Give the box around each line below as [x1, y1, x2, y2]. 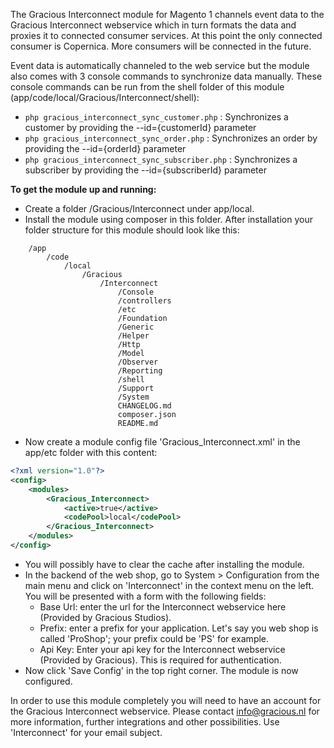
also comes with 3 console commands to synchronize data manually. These [10, 70, 323, 82]
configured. [24, 675, 73, 687]
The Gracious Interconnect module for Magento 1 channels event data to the [10, 9, 325, 20]
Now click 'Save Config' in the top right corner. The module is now [24, 664, 299, 676]
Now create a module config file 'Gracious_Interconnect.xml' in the [24, 436, 301, 448]
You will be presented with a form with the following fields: [24, 590, 267, 602]
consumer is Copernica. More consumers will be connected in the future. [10, 40, 312, 52]
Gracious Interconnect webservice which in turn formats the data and [10, 19, 297, 31]
